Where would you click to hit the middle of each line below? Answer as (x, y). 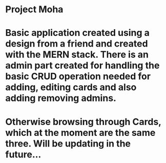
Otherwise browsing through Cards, (83, 122)
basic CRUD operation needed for (78, 77)
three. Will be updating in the (68, 143)
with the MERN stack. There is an (77, 55)
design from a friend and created (77, 44)
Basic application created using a (78, 33)
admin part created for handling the (82, 66)
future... (23, 154)
